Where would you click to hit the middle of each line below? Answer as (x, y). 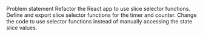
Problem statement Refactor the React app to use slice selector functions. (98, 9)
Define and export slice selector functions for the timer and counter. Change (101, 15)
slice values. (22, 28)
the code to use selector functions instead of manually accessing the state (99, 21)
